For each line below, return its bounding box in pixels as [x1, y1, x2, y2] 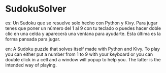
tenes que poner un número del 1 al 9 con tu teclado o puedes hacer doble [5, 25, 161, 31]
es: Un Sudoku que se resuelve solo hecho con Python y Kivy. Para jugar [5, 20, 158, 26]
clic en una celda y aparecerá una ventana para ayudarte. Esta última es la [5, 30, 161, 36]
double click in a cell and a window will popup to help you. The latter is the [5, 56, 161, 62]
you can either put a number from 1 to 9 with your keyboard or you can [5, 51, 153, 57]
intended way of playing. [5, 62, 57, 68]
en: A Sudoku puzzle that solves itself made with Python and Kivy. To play [5, 46, 160, 52]
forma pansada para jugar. [5, 36, 61, 42]
